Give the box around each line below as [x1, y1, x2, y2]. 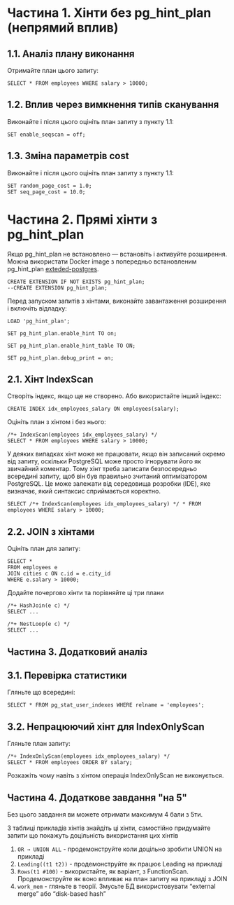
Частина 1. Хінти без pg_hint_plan [7, 5, 212, 21]
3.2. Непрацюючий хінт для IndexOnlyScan [7, 721, 205, 733]
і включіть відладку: [7, 304, 68, 313]
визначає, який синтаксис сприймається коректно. [7, 487, 161, 496]
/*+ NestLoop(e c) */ [7, 620, 71, 628]
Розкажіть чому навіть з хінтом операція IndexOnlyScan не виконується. [7, 771, 224, 780]
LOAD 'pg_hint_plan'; [7, 318, 71, 325]
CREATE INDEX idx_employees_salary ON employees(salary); [7, 405, 180, 413]
